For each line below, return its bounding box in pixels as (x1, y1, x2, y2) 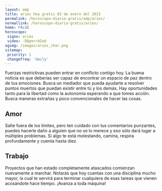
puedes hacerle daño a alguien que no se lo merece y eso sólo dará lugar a (5, 128, 156, 134)
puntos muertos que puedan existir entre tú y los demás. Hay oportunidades (5, 85, 158, 91)
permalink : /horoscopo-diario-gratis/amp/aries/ (5, 16, 105, 21)
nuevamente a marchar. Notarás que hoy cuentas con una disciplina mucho (5, 170, 156, 176)
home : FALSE (5, 25, 29, 30)
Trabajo (5, 152, 29, 160)
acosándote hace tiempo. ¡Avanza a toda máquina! (5, 180, 106, 186)
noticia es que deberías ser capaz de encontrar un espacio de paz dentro (5, 75, 152, 81)
